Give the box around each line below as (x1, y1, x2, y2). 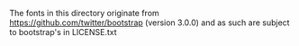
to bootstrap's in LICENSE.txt (9, 27, 117, 37)
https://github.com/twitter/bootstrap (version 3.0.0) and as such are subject (9, 17, 290, 28)
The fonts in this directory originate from (9, 8, 159, 18)
